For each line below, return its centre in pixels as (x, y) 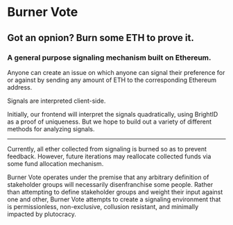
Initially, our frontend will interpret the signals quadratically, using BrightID (113, 114)
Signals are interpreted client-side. (57, 101)
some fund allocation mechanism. (55, 163)
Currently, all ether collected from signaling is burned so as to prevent (107, 149)
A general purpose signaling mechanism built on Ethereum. (109, 58)
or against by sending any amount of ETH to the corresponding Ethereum (112, 80)
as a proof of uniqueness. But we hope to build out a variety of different (110, 122)
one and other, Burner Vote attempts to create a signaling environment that (114, 199)
